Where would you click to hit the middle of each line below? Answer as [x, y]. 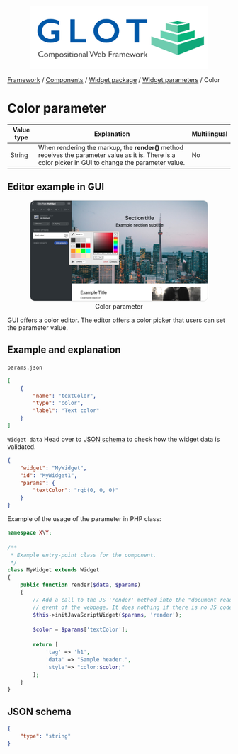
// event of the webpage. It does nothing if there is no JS [125, 607]
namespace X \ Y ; [30, 533]
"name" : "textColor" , [65, 396]
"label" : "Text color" [66, 411]
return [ [46, 645]
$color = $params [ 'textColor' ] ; [81, 630]
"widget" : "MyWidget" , [53, 468]
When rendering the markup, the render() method [111, 148]
